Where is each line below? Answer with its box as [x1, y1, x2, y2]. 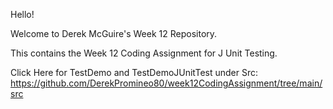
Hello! [10, 9, 35, 20]
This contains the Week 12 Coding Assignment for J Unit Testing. [10, 47, 278, 59]
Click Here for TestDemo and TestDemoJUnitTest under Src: [10, 67, 259, 78]
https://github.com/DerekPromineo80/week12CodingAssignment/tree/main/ [10, 77, 323, 89]
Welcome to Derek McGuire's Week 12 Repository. [10, 28, 218, 39]
